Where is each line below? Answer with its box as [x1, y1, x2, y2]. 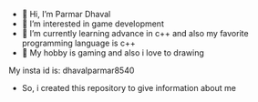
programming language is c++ [21, 37, 136, 48]
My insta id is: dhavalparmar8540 [8, 65, 135, 76]
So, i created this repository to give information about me [21, 83, 236, 93]
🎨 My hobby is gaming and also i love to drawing [21, 47, 204, 58]
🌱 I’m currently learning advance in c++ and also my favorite [21, 28, 249, 38]
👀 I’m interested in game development [21, 18, 165, 29]
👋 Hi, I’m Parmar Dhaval [21, 9, 111, 19]
